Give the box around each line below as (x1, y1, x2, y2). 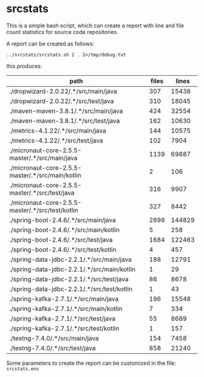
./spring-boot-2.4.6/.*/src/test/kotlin (9, 245, 117, 253)
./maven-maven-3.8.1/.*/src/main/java (9, 107, 123, 115)
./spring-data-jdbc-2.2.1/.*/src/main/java (9, 255, 132, 264)
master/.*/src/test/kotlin (9, 205, 78, 214)
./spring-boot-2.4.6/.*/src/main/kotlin (9, 225, 120, 234)
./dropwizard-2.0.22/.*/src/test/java (9, 96, 114, 105)
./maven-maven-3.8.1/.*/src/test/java (9, 116, 120, 125)
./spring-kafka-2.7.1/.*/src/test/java (9, 314, 116, 322)
